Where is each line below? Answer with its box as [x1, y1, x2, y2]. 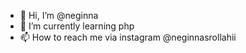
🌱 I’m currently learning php [19, 20, 135, 32]
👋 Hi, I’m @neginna [19, 10, 99, 21]
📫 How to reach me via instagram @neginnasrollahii [19, 31, 237, 43]
